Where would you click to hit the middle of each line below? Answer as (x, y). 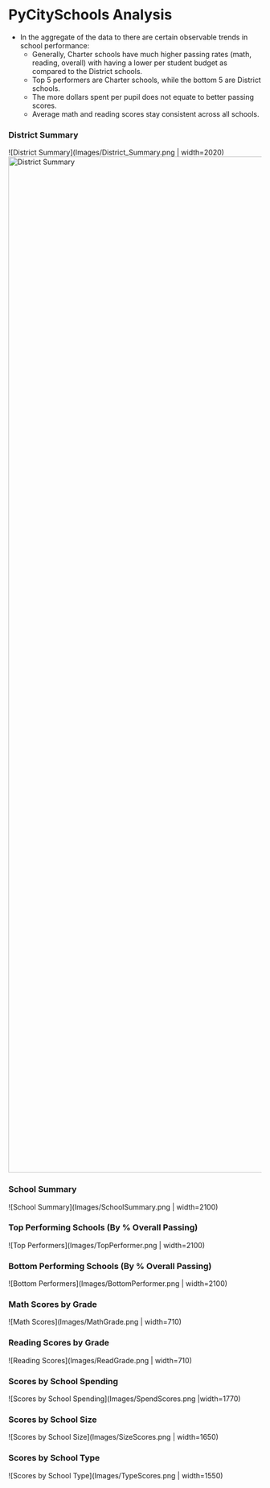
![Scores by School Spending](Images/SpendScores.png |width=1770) (125, 1399)
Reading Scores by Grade (59, 1343)
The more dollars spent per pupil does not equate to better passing (143, 97)
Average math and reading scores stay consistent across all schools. (145, 113)
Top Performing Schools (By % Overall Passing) (103, 1227)
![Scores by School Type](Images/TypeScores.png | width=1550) (116, 1475)
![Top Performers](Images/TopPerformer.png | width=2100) (107, 1245)
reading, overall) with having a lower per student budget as (129, 63)
